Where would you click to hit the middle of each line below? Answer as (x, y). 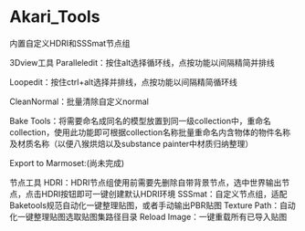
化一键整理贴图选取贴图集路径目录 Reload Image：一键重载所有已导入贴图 (148, 216)
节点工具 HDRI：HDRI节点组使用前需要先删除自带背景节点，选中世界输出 (146, 182)
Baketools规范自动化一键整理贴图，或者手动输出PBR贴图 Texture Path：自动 (152, 205)
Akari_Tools (55, 17)
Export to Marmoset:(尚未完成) (67, 163)
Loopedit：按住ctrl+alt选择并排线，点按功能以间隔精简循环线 (123, 82)
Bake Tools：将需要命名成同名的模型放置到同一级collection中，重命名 (140, 121)
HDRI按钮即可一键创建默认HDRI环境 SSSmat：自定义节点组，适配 (164, 194)
